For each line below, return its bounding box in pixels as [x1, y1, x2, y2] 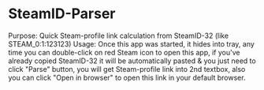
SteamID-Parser [8, 5, 116, 23]
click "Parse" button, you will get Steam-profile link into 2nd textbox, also [8, 64, 246, 73]
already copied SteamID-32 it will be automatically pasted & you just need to [8, 56, 256, 66]
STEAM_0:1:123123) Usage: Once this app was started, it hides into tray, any [8, 39, 255, 48]
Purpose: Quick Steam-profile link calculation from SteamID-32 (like [8, 31, 229, 40]
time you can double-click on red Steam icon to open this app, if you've [8, 47, 240, 57]
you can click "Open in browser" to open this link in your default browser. [8, 73, 246, 82]
